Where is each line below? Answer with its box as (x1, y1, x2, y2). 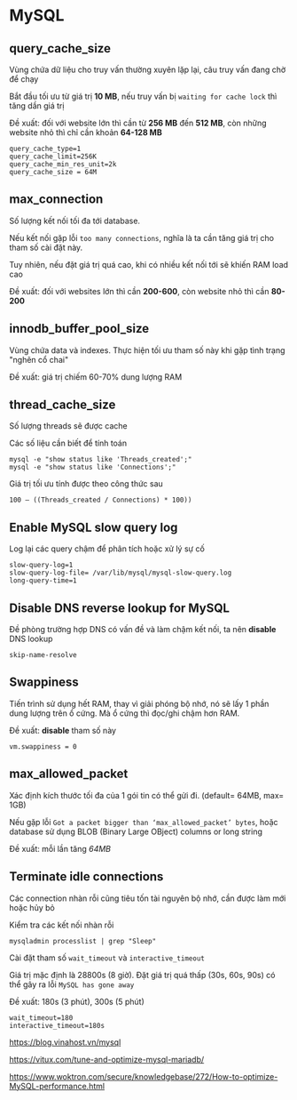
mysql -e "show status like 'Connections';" (9, 463, 176, 472)
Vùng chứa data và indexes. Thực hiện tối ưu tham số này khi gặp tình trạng (9, 344, 285, 356)
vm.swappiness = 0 (9, 742, 77, 751)
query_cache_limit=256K (9, 152, 98, 161)
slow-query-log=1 (9, 561, 74, 570)
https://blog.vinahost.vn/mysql (9, 1037, 121, 1048)
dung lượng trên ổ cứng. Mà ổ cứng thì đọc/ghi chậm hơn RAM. (9, 708, 240, 719)
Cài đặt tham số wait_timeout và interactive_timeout (9, 952, 206, 963)
